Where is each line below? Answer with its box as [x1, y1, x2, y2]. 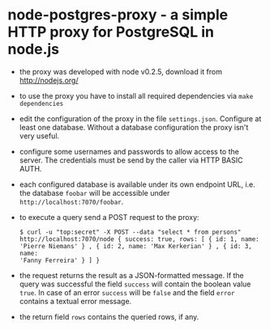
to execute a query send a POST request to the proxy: [19, 212, 199, 222]
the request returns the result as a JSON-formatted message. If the [19, 270, 244, 280]
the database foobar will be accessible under [19, 188, 170, 197]
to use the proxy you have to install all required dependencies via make [19, 91, 254, 100]
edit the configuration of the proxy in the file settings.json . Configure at [19, 113, 262, 123]
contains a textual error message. [19, 296, 132, 306]
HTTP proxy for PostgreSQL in [7, 23, 214, 41]
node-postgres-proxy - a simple [7, 6, 229, 24]
